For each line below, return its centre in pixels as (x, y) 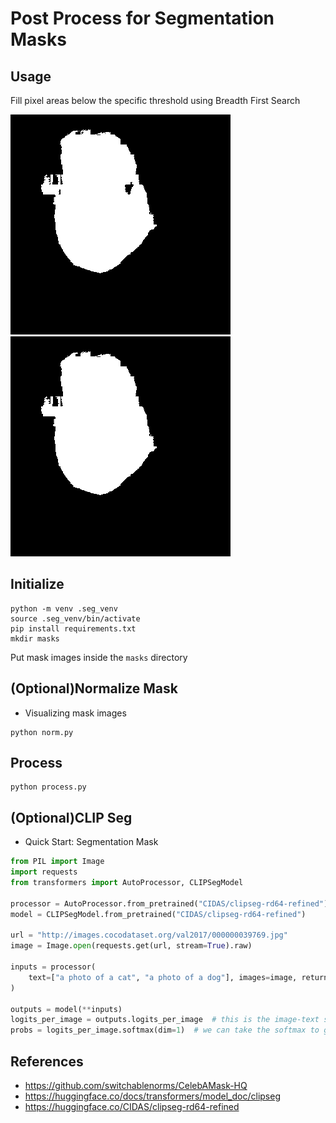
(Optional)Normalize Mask (94, 688)
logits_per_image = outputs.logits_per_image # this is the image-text (165, 1020)
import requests (44, 872)
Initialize (37, 584)
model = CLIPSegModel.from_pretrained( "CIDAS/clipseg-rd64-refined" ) (158, 914)
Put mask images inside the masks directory (99, 657)
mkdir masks (35, 638)
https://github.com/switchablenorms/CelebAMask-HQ (136, 1085)
